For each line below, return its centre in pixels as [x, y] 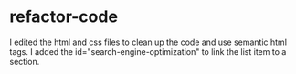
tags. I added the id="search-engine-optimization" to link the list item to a [148, 51]
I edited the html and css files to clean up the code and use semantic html [148, 42]
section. [25, 61]
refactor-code [64, 17]
